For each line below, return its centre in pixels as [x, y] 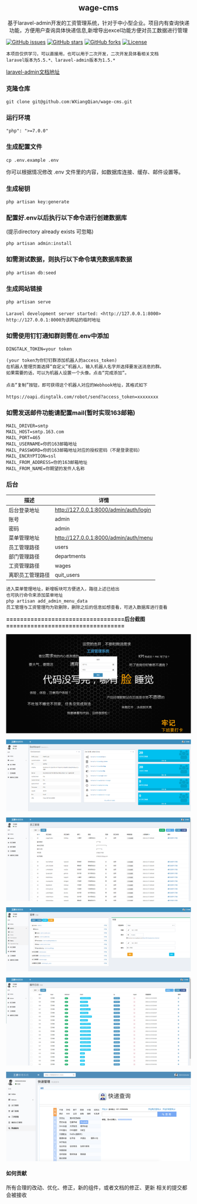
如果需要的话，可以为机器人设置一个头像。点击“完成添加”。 [68, 373]
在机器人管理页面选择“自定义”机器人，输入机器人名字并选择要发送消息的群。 [85, 367]
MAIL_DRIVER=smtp [27, 426]
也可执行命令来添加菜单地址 [35, 595]
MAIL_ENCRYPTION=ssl [31, 456]
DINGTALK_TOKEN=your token [39, 349]
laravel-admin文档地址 [33, 72]
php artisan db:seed [31, 273]
